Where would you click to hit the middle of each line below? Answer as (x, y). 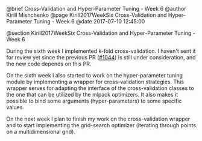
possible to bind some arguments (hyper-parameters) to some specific (94, 101)
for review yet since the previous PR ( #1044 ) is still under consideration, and (101, 57)
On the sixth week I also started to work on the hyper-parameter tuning (94, 75)
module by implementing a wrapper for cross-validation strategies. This (95, 82)
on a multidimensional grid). (41, 132)
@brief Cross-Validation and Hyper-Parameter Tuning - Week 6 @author (96, 9)
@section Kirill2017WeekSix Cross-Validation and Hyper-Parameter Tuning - (101, 33)
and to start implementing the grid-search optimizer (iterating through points (101, 125)
